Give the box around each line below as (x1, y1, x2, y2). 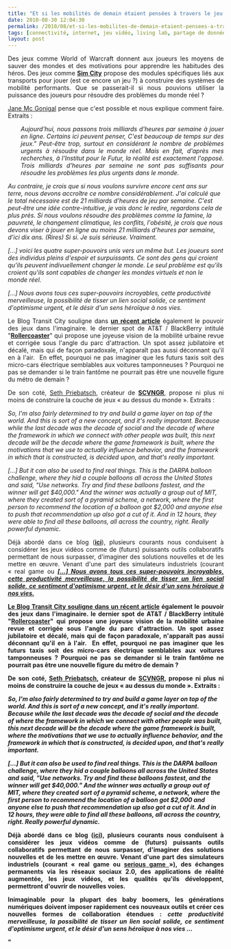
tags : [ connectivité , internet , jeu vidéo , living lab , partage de (8, 29, 205, 36)
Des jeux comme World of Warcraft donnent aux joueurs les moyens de (8, 54, 224, 63)
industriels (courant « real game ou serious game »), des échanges (8, 860, 224, 869)
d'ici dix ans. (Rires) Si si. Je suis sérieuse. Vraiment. (8, 233, 157, 241)
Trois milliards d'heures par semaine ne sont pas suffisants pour (21, 161, 224, 170)
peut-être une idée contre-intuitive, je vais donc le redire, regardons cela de (8, 204, 222, 212)
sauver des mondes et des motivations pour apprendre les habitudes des (8, 62, 224, 70)
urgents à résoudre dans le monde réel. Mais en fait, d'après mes (21, 147, 224, 155)
